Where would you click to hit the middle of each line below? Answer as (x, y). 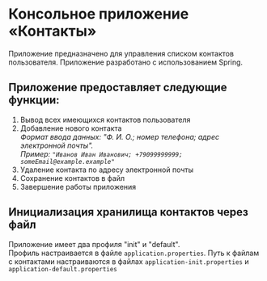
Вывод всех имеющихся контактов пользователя (105, 120)
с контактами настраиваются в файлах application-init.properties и (129, 261)
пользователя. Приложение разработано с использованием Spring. (126, 62)
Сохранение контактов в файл (72, 178)
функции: (34, 101)
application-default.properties (63, 269)
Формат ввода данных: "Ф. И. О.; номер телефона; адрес (120, 136)
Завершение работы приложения (78, 187)
